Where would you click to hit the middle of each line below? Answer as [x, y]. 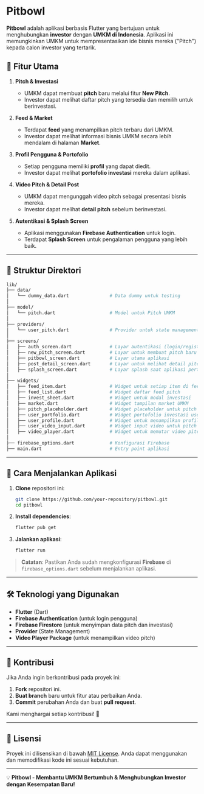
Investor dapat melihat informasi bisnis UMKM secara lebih [98, 136]
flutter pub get [36, 528]
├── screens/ [23, 341]
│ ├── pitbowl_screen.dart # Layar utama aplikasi [88, 358]
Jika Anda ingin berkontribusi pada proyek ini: [64, 677]
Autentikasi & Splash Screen [52, 221]
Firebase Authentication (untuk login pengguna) [76, 618]
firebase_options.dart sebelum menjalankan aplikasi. [89, 569]
